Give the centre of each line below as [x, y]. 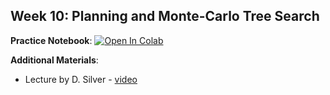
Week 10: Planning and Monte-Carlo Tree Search [165, 16]
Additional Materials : [54, 60]
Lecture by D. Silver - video [81, 79]
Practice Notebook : [51, 40]
